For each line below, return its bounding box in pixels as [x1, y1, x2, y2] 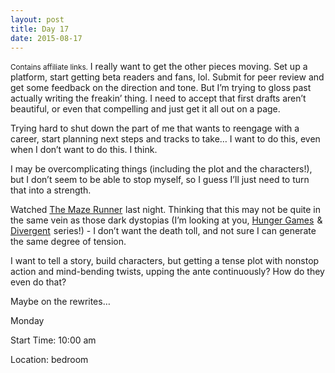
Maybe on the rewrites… [10, 296, 111, 308]
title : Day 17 [10, 24, 70, 34]
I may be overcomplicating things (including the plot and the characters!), [10, 163, 313, 175]
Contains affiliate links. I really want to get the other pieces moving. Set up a [10, 61, 308, 73]
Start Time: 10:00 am [10, 334, 97, 346]
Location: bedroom [10, 354, 89, 366]
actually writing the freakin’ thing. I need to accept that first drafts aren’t [10, 92, 307, 105]
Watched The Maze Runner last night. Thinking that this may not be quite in [10, 204, 322, 216]
